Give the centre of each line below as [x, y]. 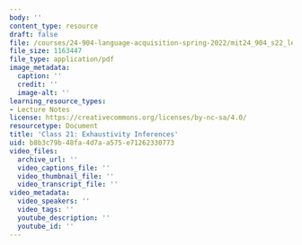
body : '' [26, 17]
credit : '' [38, 84]
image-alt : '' [44, 92]
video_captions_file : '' [64, 168]
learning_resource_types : [58, 101]
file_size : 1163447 [46, 51]
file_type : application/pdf [62, 59]
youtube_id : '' [46, 226]
